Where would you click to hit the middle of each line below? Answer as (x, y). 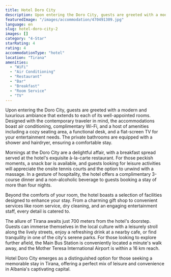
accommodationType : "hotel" (35, 53)
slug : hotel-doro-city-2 (32, 29)
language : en (19, 24)
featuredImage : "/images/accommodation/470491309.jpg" (65, 19)
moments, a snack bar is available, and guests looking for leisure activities (83, 164)
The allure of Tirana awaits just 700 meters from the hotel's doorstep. (78, 221)
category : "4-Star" (26, 39)
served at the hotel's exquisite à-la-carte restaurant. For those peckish (79, 158)
